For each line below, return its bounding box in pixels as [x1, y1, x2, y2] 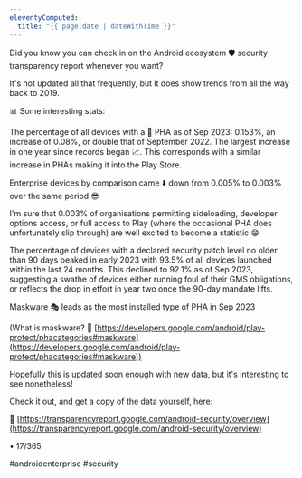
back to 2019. [9, 87, 61, 98]
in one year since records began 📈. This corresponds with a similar [9, 146, 261, 157]
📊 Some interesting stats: [9, 105, 106, 116]
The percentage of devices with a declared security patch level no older [9, 244, 278, 255]
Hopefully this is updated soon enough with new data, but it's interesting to [9, 368, 289, 379]
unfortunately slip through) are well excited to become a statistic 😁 [9, 227, 260, 238]
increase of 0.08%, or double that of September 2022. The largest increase [9, 136, 291, 147]
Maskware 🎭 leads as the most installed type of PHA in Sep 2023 [9, 301, 256, 312]
